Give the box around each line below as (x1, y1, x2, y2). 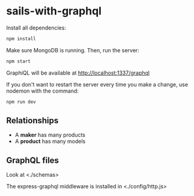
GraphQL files (6, 155, 59, 165)
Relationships (6, 115, 59, 126)
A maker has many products (14, 131, 86, 139)
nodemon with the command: (6, 87, 79, 94)
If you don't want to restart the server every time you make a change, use (6, 81, 188, 88)
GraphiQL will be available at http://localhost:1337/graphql (6, 69, 150, 76)
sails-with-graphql (6, 4, 102, 18)
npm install (6, 35, 36, 41)
